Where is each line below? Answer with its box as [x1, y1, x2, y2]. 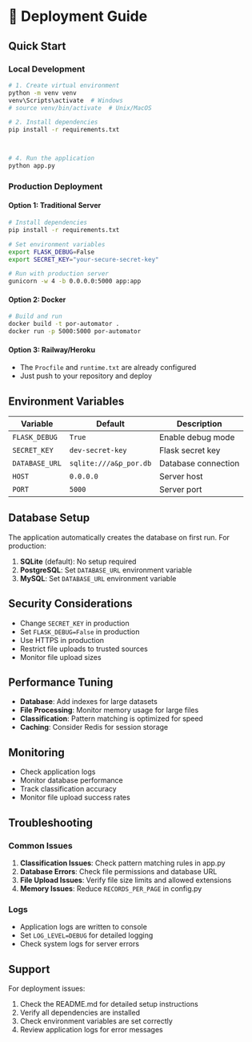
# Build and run [8, 312, 62, 320]
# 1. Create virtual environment [8, 81, 120, 89]
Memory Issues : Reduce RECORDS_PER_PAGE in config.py [19, 883, 202, 893]
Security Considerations [8, 597, 134, 611]
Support [8, 963, 50, 976]
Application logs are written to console [19, 922, 148, 932]
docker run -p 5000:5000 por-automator [8, 328, 142, 336]
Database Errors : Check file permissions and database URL [19, 866, 218, 876]
